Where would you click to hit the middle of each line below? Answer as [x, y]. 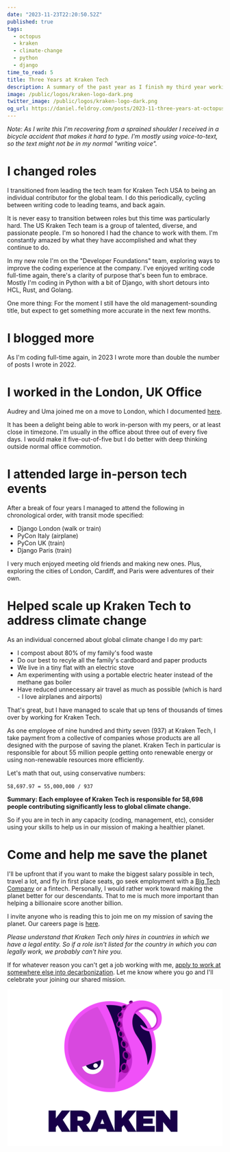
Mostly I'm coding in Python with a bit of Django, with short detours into [108, 282]
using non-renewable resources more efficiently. [76, 759]
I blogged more [51, 338]
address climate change [77, 620]
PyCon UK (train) [41, 543]
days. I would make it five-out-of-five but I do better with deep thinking [107, 439]
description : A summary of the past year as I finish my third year [107, 87]
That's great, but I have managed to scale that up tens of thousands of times [115, 710]
